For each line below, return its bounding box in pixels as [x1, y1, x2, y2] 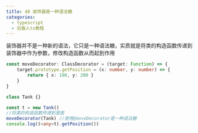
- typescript [11, 20, 44, 25]
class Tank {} [6, 94, 41, 100]
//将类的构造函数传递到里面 [6, 110, 65, 116]
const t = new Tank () [6, 105, 60, 111]
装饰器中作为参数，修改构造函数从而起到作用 [6, 50, 115, 57]
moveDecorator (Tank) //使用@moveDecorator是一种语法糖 [6, 116, 137, 122]
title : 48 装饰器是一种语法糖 [6, 8, 73, 15]
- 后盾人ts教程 [11, 25, 44, 31]
